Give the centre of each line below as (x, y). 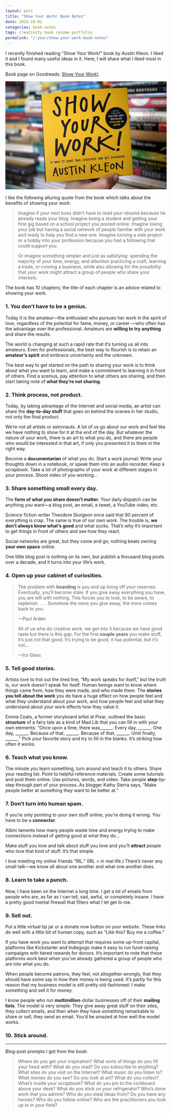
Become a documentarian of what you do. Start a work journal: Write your (84, 459)
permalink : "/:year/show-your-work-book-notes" (57, 38)
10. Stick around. (27, 1035)
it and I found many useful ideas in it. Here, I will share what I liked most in (83, 59)
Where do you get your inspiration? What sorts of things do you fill (88, 1062)
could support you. (38, 246)
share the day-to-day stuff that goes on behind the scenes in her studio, (82, 411)
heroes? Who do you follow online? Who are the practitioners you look (92, 1100)
